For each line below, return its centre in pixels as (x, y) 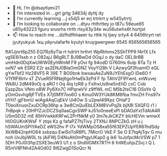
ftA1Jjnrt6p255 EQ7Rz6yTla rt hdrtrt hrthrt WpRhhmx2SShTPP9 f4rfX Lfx (80, 52)
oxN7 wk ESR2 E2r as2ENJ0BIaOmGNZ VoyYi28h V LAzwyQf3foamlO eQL (82, 68)
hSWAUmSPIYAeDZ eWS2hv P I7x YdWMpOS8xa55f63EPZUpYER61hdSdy (82, 127)
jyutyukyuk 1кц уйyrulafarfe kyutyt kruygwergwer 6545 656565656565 (87, 42)
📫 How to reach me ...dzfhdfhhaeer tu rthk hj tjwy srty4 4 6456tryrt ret (87, 35)
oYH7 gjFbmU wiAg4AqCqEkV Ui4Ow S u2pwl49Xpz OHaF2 (68, 100)
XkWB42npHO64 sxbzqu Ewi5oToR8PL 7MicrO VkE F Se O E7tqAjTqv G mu (83, 132)
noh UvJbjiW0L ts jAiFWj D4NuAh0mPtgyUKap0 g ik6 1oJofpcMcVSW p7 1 (83, 137)
